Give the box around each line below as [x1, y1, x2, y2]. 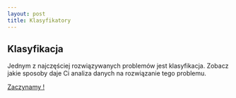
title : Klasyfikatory [7, 17, 71, 24]
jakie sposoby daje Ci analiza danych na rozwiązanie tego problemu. [7, 69, 207, 78]
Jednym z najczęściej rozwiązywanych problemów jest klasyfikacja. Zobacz [7, 61, 229, 71]
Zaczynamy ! [7, 82, 45, 92]
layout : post [7, 10, 46, 18]
